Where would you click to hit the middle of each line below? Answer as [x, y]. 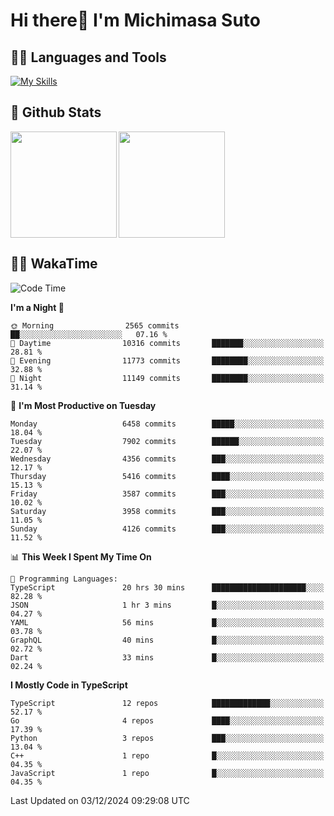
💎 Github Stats [56, 112]
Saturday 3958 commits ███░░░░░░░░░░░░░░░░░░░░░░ [167, 511]
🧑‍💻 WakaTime [54, 264]
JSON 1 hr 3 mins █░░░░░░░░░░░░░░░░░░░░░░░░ [167, 605]
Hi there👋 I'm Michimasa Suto [135, 20]
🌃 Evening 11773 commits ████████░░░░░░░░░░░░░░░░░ [167, 360]
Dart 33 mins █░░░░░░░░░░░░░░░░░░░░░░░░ [167, 657]
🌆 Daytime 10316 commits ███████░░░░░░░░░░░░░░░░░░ [167, 343]
